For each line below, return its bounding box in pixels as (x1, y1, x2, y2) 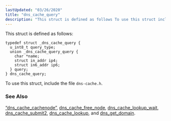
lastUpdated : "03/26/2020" (5, 7, 63, 13)
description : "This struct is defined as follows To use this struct (5, 17, 156, 22)
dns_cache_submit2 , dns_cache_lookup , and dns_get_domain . (5, 110, 136, 116)
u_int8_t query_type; (10, 45, 56, 50)
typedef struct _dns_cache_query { (5, 41, 81, 46)
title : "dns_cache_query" (5, 12, 60, 17)
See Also (5, 93, 28, 100)
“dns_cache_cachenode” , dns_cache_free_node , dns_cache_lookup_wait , (5, 104, 159, 110)
